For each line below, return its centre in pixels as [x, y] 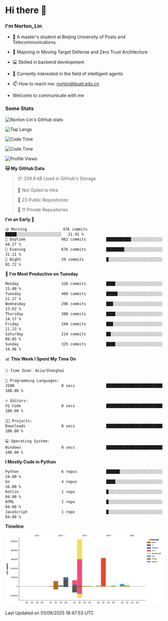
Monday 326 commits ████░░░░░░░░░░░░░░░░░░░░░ [84, 284]
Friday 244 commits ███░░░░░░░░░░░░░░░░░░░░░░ [84, 324]
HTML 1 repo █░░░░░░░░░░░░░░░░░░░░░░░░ [84, 502]
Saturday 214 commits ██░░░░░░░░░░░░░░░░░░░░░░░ [84, 334]
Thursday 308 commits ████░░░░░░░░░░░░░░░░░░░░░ [84, 314]
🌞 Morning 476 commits [46, 229]
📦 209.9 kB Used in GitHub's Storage [57, 178]
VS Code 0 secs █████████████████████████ [84, 406]
